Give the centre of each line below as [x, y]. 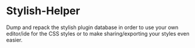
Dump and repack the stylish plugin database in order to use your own [92, 27]
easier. [14, 40]
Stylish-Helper [43, 11]
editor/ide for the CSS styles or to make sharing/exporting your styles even [98, 33]
